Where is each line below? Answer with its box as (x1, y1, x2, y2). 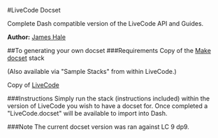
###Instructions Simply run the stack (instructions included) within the (7, 94, 210, 102)
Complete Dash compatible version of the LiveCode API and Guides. (7, 20, 204, 27)
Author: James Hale (7, 33, 66, 41)
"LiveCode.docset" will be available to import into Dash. (7, 109, 168, 117)
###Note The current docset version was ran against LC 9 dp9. (7, 123, 190, 131)
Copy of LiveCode (7, 81, 59, 89)
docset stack (7, 54, 45, 62)
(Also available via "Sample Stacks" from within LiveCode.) (7, 68, 177, 75)
